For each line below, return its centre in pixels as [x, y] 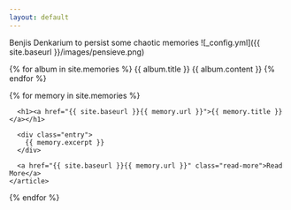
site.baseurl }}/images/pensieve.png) [77, 52]
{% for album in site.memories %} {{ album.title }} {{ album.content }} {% [142, 69]
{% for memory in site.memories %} [75, 95]
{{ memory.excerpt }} [65, 142]
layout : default [39, 17]
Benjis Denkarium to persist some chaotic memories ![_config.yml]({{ [135, 42]
